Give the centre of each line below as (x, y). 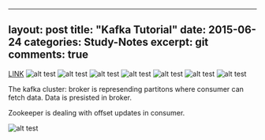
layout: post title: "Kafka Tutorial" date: (107, 30)
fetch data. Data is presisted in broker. (70, 97)
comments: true (49, 55)
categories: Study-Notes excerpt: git (116, 42)
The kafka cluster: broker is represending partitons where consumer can (126, 89)
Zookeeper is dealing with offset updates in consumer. (97, 112)
